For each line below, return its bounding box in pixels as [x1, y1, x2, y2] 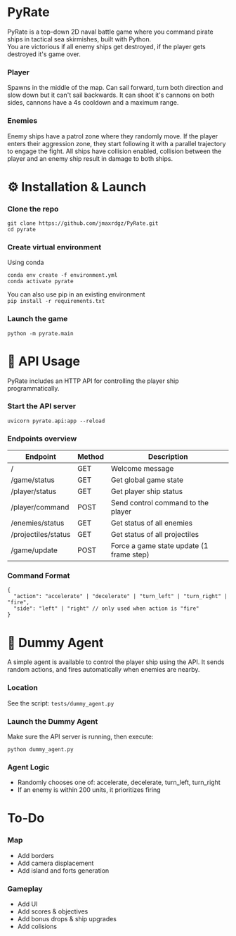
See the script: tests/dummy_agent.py [7, 698, 114, 707]
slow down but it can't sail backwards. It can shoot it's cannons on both [7, 91, 215, 99]
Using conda [7, 258, 44, 267]
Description [147, 452, 188, 462]
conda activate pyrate [7, 278, 74, 285]
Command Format [7, 571, 70, 580]
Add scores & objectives [17, 907, 88, 916]
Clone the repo [7, 204, 59, 214]
